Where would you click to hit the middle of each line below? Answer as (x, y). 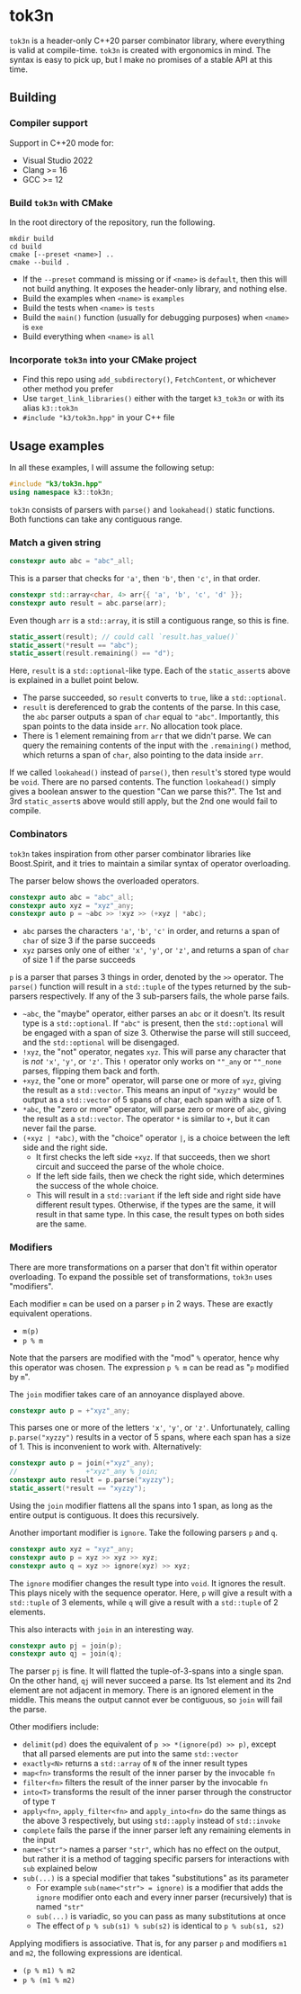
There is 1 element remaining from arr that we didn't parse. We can (146, 736)
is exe (32, 327)
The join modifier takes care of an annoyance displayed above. (127, 1394)
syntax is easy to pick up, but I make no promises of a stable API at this (141, 59)
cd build (26, 247)
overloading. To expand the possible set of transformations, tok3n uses (141, 1276)
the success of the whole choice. (97, 1186)
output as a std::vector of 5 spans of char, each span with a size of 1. (152, 1100)
